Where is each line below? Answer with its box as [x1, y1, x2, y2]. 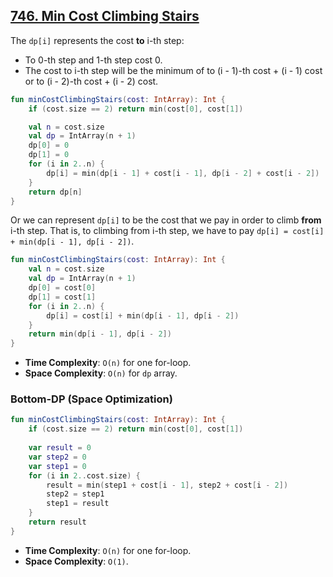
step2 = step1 [46, 489, 105, 499]
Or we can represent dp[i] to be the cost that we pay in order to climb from [10, 214, 322, 226]
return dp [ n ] [28, 187, 83, 197]
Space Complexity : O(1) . [24, 555, 129, 567]
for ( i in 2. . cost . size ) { [28, 470, 141, 481]
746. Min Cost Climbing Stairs [10, 8, 200, 25]
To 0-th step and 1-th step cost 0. [24, 54, 163, 66]
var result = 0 [28, 443, 92, 453]
